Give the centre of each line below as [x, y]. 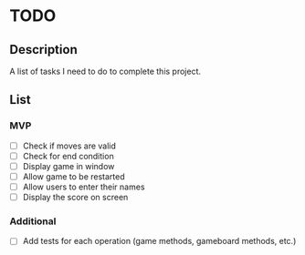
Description [43, 50]
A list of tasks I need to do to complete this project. [105, 71]
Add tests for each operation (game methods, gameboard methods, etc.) [159, 241]
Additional [33, 221]
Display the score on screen [75, 197]
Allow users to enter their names [84, 187]
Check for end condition [68, 156]
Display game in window [68, 166]
